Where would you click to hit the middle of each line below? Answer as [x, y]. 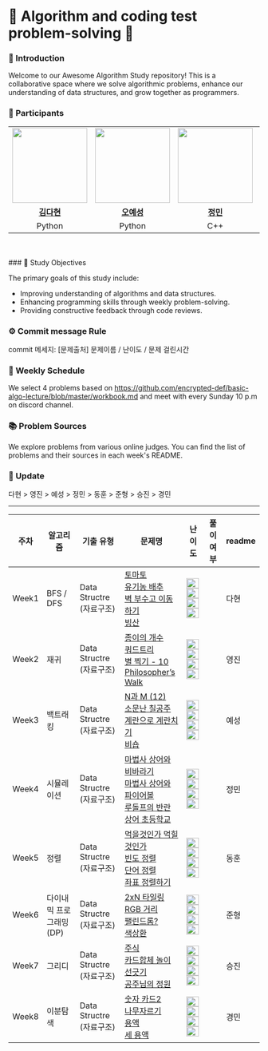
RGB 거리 [141, 909]
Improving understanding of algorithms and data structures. [118, 293]
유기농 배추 [144, 586]
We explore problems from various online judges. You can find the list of [127, 446]
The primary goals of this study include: [74, 278]
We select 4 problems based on [61, 388]
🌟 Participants [36, 113]
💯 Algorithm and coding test [103, 16]
